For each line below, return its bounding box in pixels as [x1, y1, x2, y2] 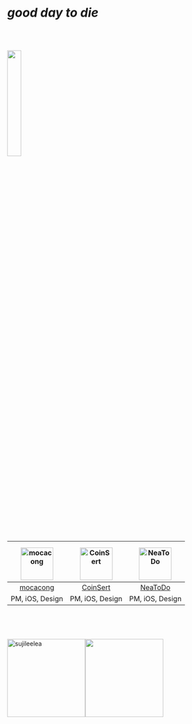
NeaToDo [140, 583, 171, 592]
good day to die [7, 5, 99, 21]
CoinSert [82, 583, 111, 592]
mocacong [19, 583, 55, 592]
